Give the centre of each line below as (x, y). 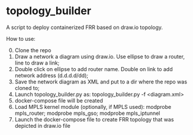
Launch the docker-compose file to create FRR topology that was (94, 119)
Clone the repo (33, 50)
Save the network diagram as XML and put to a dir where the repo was (101, 82)
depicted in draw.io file (43, 126)
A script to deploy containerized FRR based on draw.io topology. (85, 27)
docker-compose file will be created (59, 100)
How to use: (21, 38)
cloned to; (27, 88)
